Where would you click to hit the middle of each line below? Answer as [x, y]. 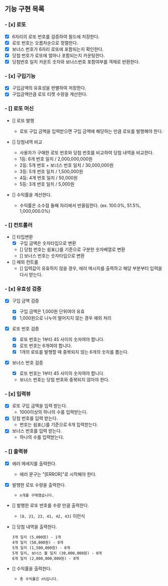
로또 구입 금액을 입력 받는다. [39, 406]
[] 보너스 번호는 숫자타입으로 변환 [52, 256]
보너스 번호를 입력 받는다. [37, 431]
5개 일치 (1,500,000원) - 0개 [41, 548]
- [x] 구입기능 [20, 76]
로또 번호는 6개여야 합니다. [46, 346]
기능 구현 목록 [25, 9]
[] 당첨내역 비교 [27, 142]
